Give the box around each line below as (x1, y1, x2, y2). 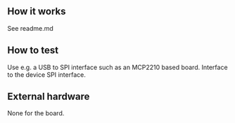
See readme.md (7, 24, 54, 32)
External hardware (7, 91, 90, 103)
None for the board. (7, 109, 65, 117)
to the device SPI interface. (7, 70, 86, 79)
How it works (7, 6, 66, 17)
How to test (7, 45, 58, 57)
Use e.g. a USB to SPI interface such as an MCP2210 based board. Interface (7, 63, 228, 71)
